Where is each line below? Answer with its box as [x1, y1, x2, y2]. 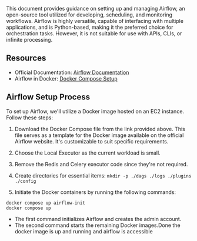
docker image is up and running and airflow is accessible [14, 227, 153, 235]
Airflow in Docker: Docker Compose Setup [14, 75, 118, 82]
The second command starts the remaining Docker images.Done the [14, 222, 181, 229]
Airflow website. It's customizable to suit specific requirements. [14, 138, 169, 145]
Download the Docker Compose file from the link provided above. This [14, 125, 185, 132]
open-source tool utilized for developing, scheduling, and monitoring [6, 11, 172, 18]
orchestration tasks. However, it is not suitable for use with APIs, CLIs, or [6, 30, 182, 37]
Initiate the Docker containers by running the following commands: [14, 188, 176, 196]
